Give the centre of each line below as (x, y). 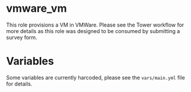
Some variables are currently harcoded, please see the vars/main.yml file (95, 77)
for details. (19, 84)
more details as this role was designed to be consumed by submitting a (93, 31)
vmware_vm (36, 9)
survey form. (22, 37)
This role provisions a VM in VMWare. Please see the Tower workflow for (95, 25)
